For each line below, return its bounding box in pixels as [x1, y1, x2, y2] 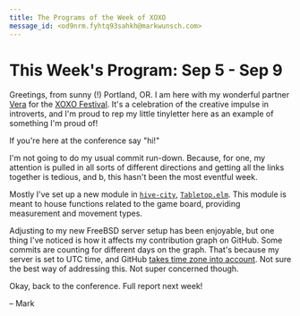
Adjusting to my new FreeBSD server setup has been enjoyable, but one [9, 226, 275, 236]
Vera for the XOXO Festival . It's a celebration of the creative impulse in [9, 99, 270, 110]
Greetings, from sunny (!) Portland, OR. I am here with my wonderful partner [9, 90, 289, 100]
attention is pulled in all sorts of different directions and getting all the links [9, 162, 285, 173]
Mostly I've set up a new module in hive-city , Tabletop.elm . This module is [9, 189, 287, 200]
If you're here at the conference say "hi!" [9, 135, 160, 146]
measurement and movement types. [9, 208, 143, 219]
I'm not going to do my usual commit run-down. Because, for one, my [9, 153, 266, 164]
